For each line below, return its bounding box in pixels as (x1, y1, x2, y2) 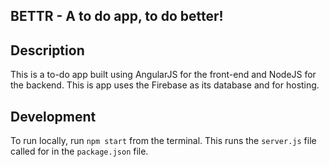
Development (10, 108, 97, 125)
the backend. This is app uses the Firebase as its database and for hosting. (10, 79, 320, 91)
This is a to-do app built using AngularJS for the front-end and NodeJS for (10, 69, 317, 81)
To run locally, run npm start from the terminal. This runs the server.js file (10, 135, 317, 147)
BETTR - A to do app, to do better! (10, 8, 224, 25)
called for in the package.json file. (10, 145, 149, 158)
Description (10, 42, 85, 59)
